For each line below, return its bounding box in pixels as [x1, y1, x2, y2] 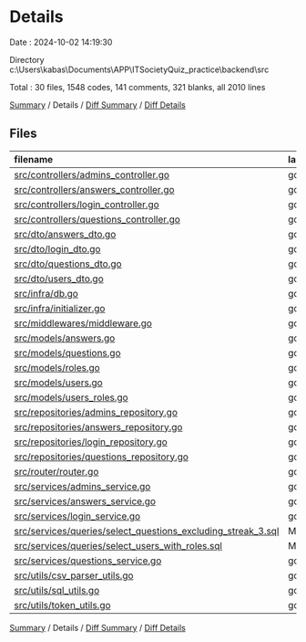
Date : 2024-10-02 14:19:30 [9, 37, 113, 47]
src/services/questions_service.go [14, 554, 162, 567]
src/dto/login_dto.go [14, 242, 101, 255]
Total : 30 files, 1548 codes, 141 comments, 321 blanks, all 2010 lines [9, 81, 266, 92]
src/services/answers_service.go [14, 495, 157, 508]
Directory [9, 54, 45, 65]
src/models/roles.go [14, 361, 100, 374]
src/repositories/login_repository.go [14, 436, 168, 448]
